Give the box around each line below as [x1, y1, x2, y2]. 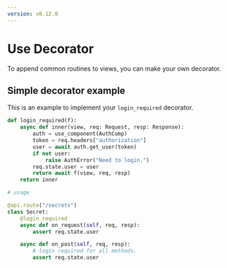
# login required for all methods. [32, 247, 137, 255]
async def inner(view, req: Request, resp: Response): [20, 124, 185, 131]
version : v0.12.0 [7, 10, 59, 18]
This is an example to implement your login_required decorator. [7, 103, 194, 112]
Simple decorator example [7, 84, 125, 96]
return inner [20, 176, 59, 184]
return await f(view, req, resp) [32, 170, 131, 177]
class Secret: [7, 208, 49, 216]
